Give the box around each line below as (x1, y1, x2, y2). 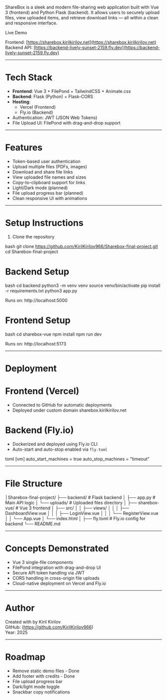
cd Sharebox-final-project (5, 248, 58, 255)
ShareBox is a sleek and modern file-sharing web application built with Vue (5, 4, 159, 10)
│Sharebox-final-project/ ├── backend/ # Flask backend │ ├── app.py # (5, 494, 156, 500)
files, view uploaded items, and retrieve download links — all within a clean (5, 15, 159, 20)
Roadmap (5, 651, 46, 662)
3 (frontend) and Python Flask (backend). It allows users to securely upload (5, 9, 160, 15)
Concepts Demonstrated (5, 543, 109, 554)
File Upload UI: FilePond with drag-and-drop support (12, 120, 121, 126)
